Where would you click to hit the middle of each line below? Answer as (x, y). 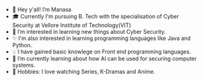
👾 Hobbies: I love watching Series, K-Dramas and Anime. (83, 71)
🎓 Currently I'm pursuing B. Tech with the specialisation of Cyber (95, 16)
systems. (24, 65)
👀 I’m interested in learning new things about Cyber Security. (89, 32)
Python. (22, 45)
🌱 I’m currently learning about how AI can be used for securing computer (105, 59)
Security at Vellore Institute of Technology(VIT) (71, 25)
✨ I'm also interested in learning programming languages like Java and (101, 38)
